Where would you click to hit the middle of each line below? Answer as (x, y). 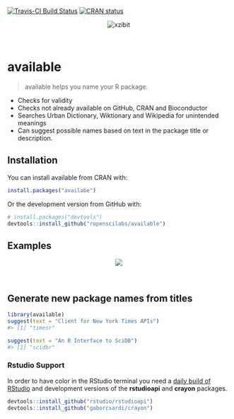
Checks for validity (45, 100)
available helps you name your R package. (86, 86)
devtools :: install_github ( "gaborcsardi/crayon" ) (80, 408)
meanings (32, 123)
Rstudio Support (36, 365)
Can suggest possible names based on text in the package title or (113, 130)
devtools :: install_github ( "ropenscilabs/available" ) (87, 223)
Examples (29, 246)
